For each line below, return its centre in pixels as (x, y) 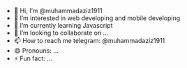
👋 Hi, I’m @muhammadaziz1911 (58, 11)
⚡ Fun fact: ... (33, 58)
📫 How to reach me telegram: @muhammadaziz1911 (89, 41)
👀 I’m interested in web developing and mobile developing (97, 18)
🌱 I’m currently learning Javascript (63, 25)
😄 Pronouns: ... (36, 51)
